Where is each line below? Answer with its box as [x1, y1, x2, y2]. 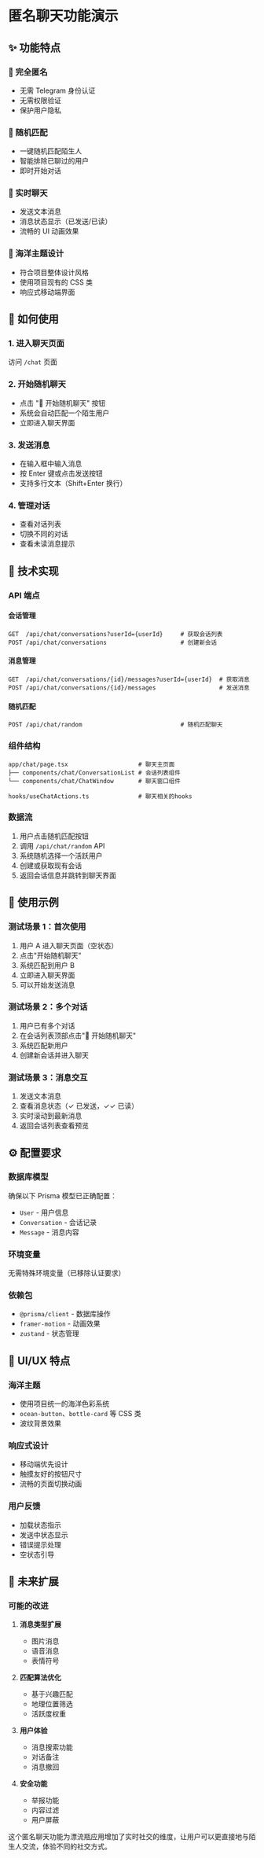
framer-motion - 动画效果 [19, 1319, 101, 1329]
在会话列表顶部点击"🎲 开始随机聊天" [19, 1031, 136, 1040]
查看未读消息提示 [19, 539, 75, 549]
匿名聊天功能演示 [8, 7, 119, 25]
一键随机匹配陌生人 [19, 146, 82, 156]
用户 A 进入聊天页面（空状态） [19, 940, 119, 950]
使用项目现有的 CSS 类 [19, 277, 93, 287]
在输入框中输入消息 [19, 459, 82, 469]
